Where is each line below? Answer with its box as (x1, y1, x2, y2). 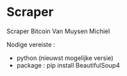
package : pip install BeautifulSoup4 (16, 61, 121, 69)
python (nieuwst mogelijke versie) (16, 53, 114, 62)
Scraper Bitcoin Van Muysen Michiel (6, 27, 110, 35)
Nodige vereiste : (6, 40, 56, 48)
